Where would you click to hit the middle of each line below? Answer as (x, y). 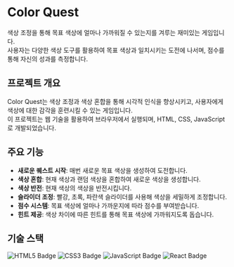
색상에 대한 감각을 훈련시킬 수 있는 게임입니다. (70, 110)
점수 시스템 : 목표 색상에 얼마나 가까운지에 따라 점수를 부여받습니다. (108, 205)
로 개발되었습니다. (32, 128)
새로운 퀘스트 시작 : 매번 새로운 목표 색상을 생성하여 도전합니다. (102, 170)
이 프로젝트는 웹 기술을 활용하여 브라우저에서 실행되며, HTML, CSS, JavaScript (116, 119)
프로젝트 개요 (34, 83)
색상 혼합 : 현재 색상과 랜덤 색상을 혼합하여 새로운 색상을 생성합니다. (109, 179)
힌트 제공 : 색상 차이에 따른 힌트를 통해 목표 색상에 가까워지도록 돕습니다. (116, 214)
